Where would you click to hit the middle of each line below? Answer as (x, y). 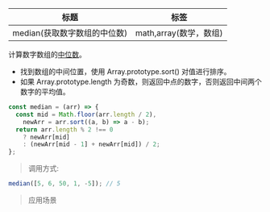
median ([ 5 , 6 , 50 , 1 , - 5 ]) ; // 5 (64, 184)
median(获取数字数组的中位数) (70, 33)
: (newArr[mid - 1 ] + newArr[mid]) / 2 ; (91, 144)
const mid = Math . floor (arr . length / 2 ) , (86, 114)
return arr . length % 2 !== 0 (64, 129)
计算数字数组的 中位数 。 (47, 54)
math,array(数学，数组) (179, 33)
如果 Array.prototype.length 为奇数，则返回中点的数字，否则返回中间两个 (141, 81)
